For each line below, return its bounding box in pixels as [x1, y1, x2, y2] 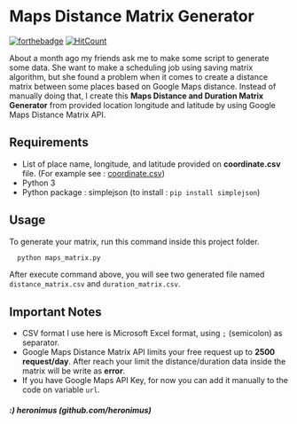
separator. [21, 337, 60, 348]
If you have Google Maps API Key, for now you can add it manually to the [21, 375, 288, 386]
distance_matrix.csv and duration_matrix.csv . [9, 279, 181, 289]
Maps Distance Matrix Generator [9, 6, 254, 27]
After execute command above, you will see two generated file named [9, 269, 265, 280]
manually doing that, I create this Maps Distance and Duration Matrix [9, 90, 264, 101]
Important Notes [9, 304, 102, 319]
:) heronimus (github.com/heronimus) [9, 404, 152, 415]
